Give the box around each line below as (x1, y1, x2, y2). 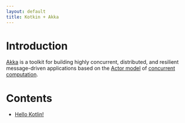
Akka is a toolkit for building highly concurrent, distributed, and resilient (6, 59, 179, 66)
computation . (6, 71, 38, 78)
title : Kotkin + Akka (6, 14, 59, 20)
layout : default (6, 8, 46, 15)
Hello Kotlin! (14, 111, 44, 118)
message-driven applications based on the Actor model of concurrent (6, 65, 175, 72)
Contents (6, 91, 53, 105)
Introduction (6, 39, 68, 53)
